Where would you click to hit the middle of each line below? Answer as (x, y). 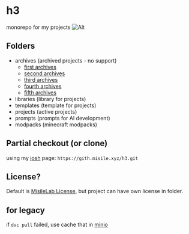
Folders (21, 46)
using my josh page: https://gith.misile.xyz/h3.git (72, 158)
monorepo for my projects (38, 27)
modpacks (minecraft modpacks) (56, 125)
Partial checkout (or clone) (57, 143)
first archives (40, 67)
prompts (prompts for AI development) (62, 118)
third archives (41, 79)
